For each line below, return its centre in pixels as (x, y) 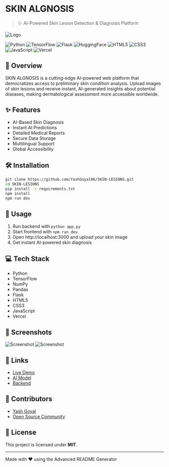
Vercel (19, 317)
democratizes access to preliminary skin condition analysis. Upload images (83, 83)
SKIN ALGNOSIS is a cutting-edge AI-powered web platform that (72, 78)
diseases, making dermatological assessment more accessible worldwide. (82, 94)
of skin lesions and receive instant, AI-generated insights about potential (80, 88)
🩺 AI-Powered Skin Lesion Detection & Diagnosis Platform (78, 23)
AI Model (22, 378)
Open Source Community (39, 417)
